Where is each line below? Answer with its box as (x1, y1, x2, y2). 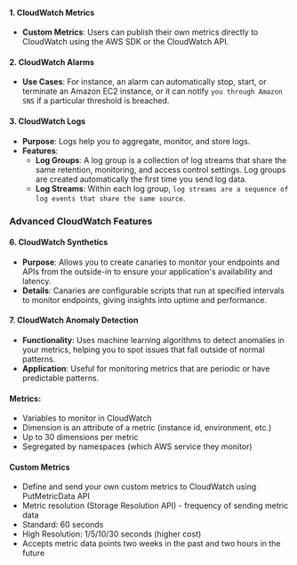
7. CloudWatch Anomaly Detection (9, 315, 139, 325)
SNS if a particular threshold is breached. (21, 95, 170, 106)
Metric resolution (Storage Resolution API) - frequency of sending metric (21, 500, 289, 512)
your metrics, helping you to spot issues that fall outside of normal (21, 344, 265, 355)
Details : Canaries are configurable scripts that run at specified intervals (21, 285, 285, 296)
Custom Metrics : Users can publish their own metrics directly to (21, 27, 259, 37)
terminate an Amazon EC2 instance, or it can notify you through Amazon (21, 86, 283, 97)
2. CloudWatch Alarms (9, 56, 95, 67)
